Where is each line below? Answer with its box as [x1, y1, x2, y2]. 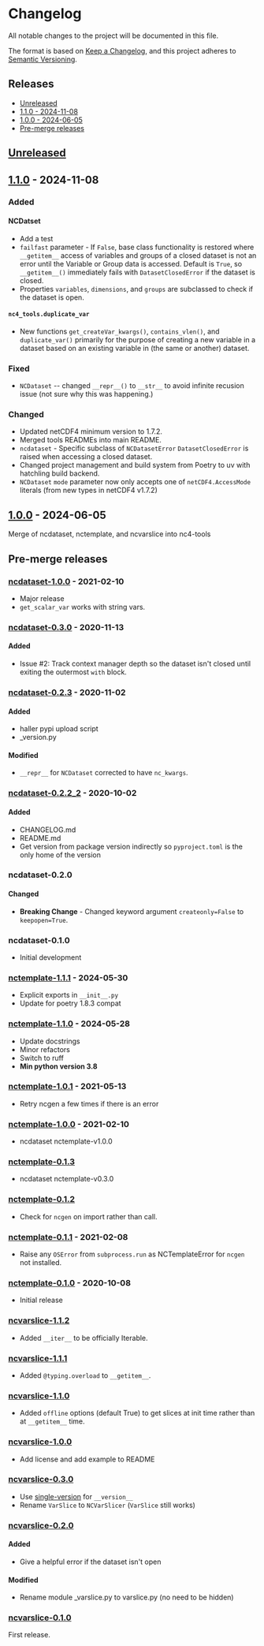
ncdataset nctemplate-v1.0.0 [19, 1137, 113, 1146]
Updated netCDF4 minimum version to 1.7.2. [19, 427, 163, 436]
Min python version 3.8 [19, 1062, 98, 1071]
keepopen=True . [19, 915, 69, 924]
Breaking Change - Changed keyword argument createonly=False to [19, 906, 244, 916]
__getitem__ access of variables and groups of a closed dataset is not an [19, 250, 257, 260]
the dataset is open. [19, 293, 84, 302]
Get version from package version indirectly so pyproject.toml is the [19, 842, 243, 851]
